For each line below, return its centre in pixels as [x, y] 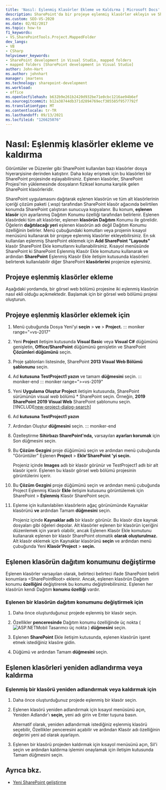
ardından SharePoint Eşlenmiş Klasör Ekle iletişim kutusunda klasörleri [77, 256]
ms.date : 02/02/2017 [27, 23]
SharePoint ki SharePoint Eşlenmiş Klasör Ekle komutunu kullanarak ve [77, 251]
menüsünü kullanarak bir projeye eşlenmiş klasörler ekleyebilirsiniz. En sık [81, 235]
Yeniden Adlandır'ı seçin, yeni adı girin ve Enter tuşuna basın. [75, 715]
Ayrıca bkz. [23, 771]
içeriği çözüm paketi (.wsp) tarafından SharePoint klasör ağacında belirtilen [82, 204]
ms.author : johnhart [27, 74]
